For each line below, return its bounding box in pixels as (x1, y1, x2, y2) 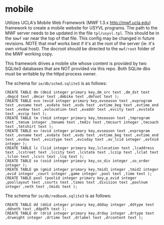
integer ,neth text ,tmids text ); (5, 184, 78, 189)
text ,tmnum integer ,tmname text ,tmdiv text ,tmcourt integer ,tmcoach (5, 120, 159, 125)
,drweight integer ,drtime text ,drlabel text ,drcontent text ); (5, 215, 143, 220)
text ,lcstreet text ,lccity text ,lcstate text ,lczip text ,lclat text (5, 150, 159, 155)
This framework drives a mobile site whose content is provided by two (5, 60, 147, 66)
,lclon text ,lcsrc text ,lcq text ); (5, 154, 84, 159)
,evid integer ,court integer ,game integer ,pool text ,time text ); (5, 171, 152, 176)
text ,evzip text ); (5, 111, 47, 116)
